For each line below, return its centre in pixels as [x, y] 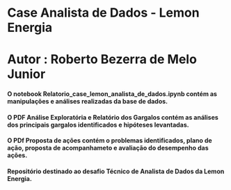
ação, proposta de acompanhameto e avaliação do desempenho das [108, 148]
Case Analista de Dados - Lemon [103, 13]
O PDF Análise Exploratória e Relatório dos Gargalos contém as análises [113, 117]
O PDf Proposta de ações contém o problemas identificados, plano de [110, 141]
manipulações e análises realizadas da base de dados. [88, 101]
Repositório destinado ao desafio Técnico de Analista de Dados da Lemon [116, 171]
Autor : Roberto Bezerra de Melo [102, 60]
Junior [26, 74]
